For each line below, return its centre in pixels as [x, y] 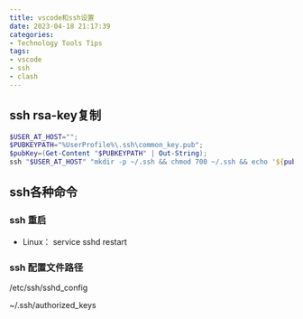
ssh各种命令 [44, 192]
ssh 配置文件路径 [46, 267]
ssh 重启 [28, 220]
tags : [19, 52]
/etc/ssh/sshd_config [49, 288]
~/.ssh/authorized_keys [53, 305]
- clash [24, 77]
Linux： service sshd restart [75, 241]
